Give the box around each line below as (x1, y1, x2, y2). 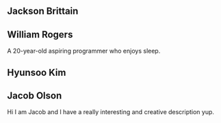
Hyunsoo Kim (7, 66, 66, 78)
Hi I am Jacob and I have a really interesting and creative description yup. (7, 108, 214, 116)
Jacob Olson (7, 90, 62, 101)
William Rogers (7, 29, 73, 40)
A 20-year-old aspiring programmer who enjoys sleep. (7, 47, 161, 55)
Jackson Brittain (7, 5, 79, 17)
